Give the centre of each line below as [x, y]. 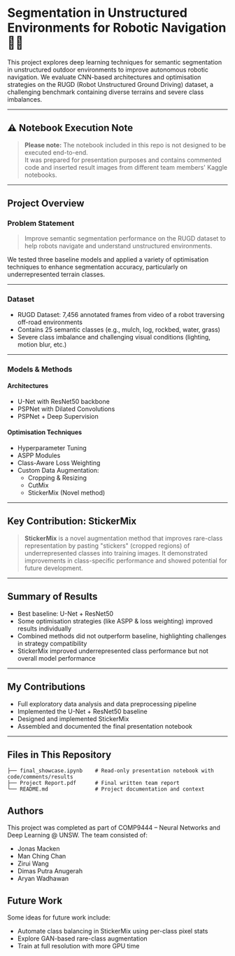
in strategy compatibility [52, 643]
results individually [44, 628]
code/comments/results [40, 777]
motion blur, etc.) [42, 344]
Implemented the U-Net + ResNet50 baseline [83, 711]
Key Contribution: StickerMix [72, 521]
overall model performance [56, 658]
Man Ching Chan [42, 856]
